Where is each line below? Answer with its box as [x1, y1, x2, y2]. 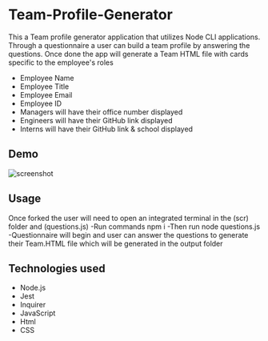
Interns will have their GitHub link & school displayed [19, 124, 194, 134]
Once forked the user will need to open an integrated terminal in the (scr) [8, 213, 250, 223]
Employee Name [19, 73, 74, 82]
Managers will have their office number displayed [19, 106, 183, 117]
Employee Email [19, 90, 73, 99]
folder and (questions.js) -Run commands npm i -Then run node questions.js [8, 222, 261, 231]
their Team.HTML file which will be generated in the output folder [8, 239, 223, 248]
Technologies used [8, 262, 106, 275]
